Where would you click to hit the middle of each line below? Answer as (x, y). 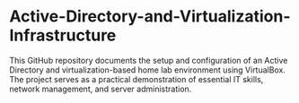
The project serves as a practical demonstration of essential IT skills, (136, 79)
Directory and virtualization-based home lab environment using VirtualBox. (147, 70)
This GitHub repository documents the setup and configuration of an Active (149, 60)
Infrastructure (63, 35)
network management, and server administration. (101, 89)
